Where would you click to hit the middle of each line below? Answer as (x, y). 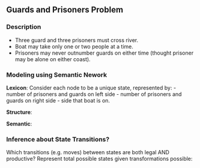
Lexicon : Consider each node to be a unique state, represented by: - (91, 88)
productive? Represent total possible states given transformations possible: (99, 159)
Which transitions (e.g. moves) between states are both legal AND (88, 152)
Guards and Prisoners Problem (65, 10)
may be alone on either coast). (53, 59)
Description (24, 27)
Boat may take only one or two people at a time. (74, 46)
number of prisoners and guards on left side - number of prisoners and (94, 94)
